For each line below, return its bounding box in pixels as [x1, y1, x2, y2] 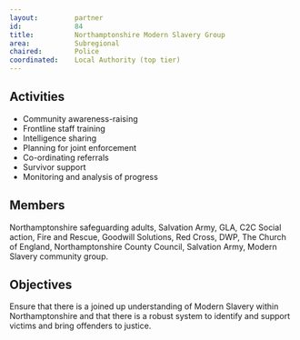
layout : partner [9, 13, 104, 23]
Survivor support [22, 161, 86, 173]
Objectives [9, 277, 73, 293]
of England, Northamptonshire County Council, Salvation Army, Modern [9, 241, 277, 252]
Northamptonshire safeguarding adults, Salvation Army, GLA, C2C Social [9, 222, 282, 233]
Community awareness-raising [22, 113, 138, 124]
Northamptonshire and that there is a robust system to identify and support [9, 311, 291, 322]
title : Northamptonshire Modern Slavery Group [9, 30, 225, 39]
